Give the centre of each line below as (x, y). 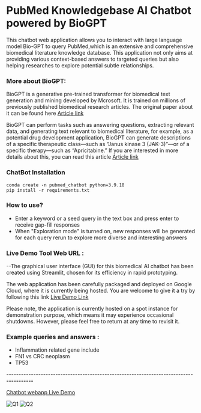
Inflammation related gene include (57, 350)
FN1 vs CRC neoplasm (42, 356)
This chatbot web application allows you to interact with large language (94, 40)
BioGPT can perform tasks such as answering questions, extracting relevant (100, 125)
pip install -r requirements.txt (48, 190)
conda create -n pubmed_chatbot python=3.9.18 (65, 185)
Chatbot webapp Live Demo (41, 393)
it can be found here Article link (45, 113)
